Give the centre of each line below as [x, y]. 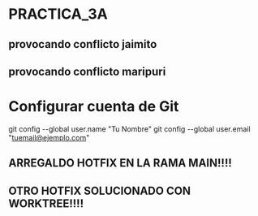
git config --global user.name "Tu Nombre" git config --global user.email [129, 129]
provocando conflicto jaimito [83, 44]
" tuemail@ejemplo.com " [49, 137]
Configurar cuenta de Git [94, 107]
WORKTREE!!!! [46, 203]
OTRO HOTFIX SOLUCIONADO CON [99, 190]
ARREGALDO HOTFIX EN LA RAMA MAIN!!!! [120, 163]
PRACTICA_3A [58, 14]
